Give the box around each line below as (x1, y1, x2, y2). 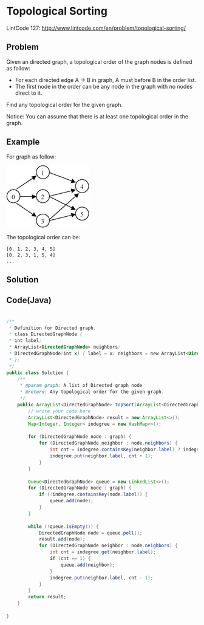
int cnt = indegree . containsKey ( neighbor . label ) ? (49, 446, 181, 453)
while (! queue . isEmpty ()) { (28, 524, 99, 530)
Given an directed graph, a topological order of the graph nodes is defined (6, 58, 192, 65)
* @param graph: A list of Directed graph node (19, 383, 143, 389)
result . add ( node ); (38, 536, 86, 542)
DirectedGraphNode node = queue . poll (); (38, 530, 143, 536)
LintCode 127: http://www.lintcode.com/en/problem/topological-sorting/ (6, 24, 186, 32)
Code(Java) (6, 295, 52, 306)
